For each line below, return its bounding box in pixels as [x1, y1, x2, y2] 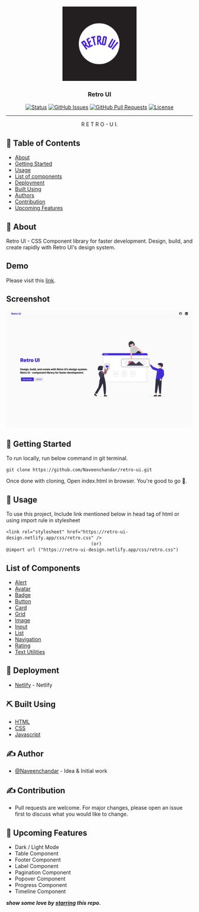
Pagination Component [14, 869, 71, 876]
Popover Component [14, 875, 66, 882]
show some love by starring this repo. [6, 900, 101, 907]
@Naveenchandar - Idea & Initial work [14, 767, 108, 775]
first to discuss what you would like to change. [14, 810, 129, 818]
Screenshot [6, 294, 50, 304]
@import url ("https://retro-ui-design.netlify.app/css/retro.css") [6, 547, 179, 553]
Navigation [14, 635, 41, 643]
